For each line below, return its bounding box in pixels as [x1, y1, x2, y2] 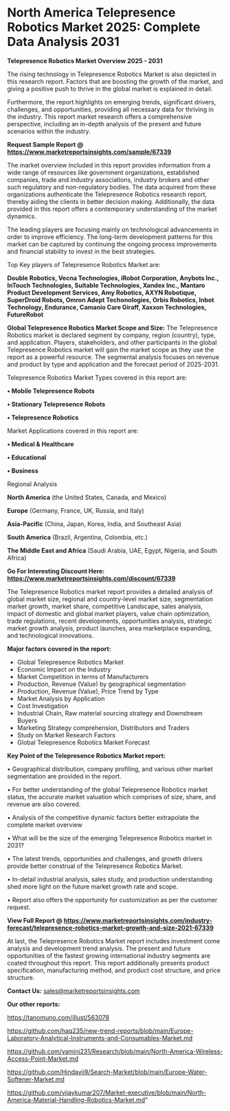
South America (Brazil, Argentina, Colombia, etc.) [7, 533, 148, 541]
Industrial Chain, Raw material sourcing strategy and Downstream [16, 709, 203, 717]
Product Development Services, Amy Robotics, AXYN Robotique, [7, 288, 197, 297]
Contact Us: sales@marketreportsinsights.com [7, 987, 141, 995]
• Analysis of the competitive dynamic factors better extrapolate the [7, 813, 200, 821]
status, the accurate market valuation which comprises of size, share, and [7, 792, 216, 801]
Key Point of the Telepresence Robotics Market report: [7, 751, 166, 759]
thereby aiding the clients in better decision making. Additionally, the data [7, 197, 215, 205]
